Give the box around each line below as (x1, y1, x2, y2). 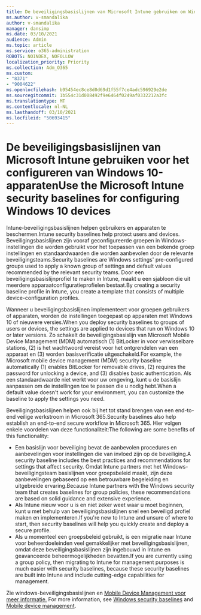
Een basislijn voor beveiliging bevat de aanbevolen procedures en (14, 444, 177, 451)
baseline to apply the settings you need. (6, 395, 105, 403)
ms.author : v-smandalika (6, 14, 68, 20)
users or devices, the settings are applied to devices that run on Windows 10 (6, 325, 195, 332)
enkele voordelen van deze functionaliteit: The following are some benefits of (6, 426, 195, 433)
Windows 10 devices (6, 205, 111, 218)
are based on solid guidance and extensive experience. (14, 495, 151, 502)
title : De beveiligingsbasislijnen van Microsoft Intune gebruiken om (6, 8, 186, 15)
